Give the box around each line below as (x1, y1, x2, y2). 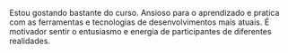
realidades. (9, 35, 51, 46)
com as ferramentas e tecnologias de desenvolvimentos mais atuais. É (9, 17, 270, 27)
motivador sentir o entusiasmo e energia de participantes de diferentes (9, 26, 272, 36)
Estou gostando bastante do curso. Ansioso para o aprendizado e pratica (9, 8, 280, 18)
